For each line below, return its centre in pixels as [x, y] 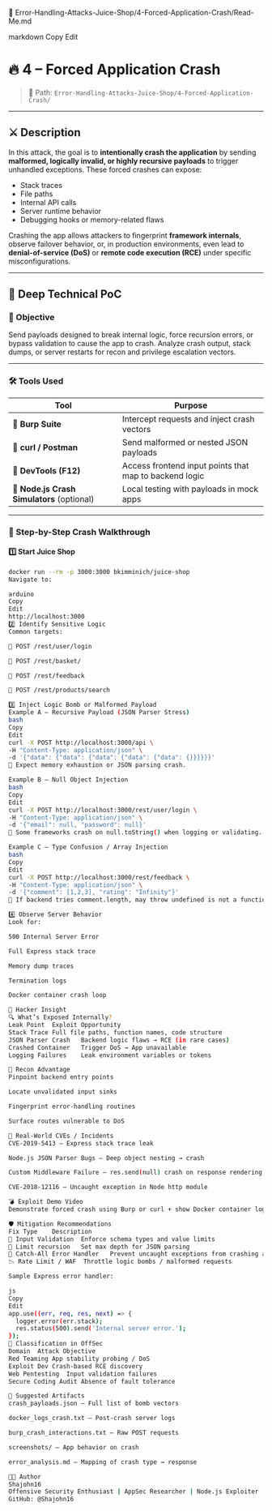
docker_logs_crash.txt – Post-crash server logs [92, 1419]
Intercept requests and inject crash [188, 419]
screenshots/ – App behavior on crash [74, 1447]
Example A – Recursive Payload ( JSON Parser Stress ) [99, 713]
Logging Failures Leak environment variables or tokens [110, 1055]
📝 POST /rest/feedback [47, 676]
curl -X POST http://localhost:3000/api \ [81, 743]
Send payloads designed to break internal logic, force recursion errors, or [131, 335]
